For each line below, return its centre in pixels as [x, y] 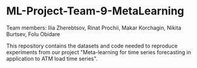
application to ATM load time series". [52, 58]
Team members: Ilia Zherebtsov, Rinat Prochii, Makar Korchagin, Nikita [94, 28]
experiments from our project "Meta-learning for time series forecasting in [99, 52]
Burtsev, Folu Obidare [33, 34]
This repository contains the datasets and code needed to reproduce [92, 46]
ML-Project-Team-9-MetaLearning [95, 11]
